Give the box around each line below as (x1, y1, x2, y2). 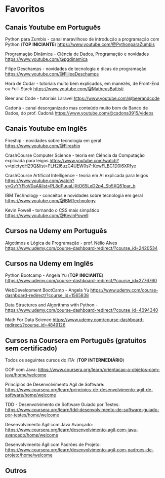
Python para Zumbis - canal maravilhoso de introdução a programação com (5, 36, 160, 42)
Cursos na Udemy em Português (5, 227, 107, 235)
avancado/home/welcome (5, 432, 58, 438)
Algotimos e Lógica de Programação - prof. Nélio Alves (5, 240, 118, 246)
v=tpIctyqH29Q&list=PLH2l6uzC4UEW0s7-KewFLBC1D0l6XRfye (5, 163, 137, 169)
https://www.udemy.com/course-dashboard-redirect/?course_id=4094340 (5, 307, 158, 313)
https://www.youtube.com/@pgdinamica (5, 56, 88, 62)
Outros (5, 466, 27, 475)
